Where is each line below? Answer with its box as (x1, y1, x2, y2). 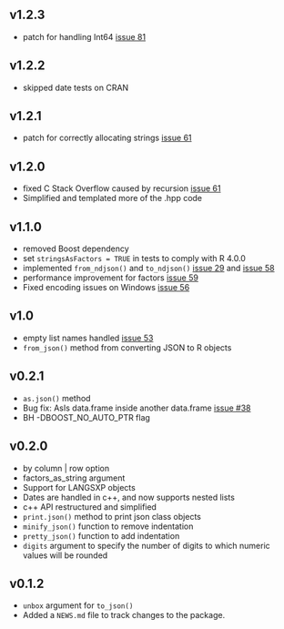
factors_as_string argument (22, 472, 126, 483)
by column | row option (22, 462, 110, 473)
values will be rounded (22, 550, 108, 561)
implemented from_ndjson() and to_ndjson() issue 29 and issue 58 (22, 263, 275, 274)
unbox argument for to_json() (22, 600, 134, 611)
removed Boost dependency (22, 243, 129, 254)
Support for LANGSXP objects (22, 482, 137, 492)
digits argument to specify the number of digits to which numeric (22, 540, 270, 551)
